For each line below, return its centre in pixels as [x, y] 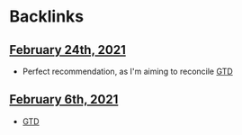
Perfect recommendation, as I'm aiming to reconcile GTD [128, 71]
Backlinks [47, 17]
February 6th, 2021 [64, 99]
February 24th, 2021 [67, 50]
